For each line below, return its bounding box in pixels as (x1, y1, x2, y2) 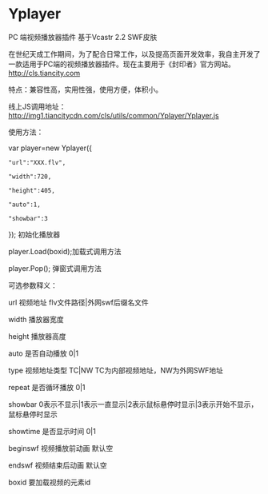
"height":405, (8, 186, 56, 194)
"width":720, (8, 173, 52, 181)
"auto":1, (8, 201, 42, 209)
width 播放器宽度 (8, 314, 64, 324)
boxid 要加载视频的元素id (8, 477, 91, 487)
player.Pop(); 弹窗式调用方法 (8, 263, 102, 273)
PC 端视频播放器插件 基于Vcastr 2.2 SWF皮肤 (8, 32, 158, 42)
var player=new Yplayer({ (8, 143, 93, 153)
